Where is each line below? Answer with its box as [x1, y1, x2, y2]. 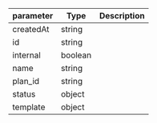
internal [12, 50, 42, 61]
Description [99, 10, 146, 21]
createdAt [12, 24, 50, 34]
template [12, 101, 46, 113]
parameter [12, 10, 54, 21]
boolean [61, 50, 92, 61]
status [12, 89, 36, 99]
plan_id [12, 76, 40, 86]
